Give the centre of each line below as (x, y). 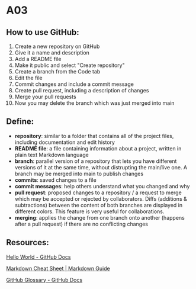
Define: (20, 122)
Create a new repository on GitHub (57, 46)
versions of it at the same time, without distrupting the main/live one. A (101, 167)
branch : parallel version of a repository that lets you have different (96, 161)
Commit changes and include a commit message (74, 84)
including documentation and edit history (65, 142)
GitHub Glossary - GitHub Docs (44, 280)
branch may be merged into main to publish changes (79, 174)
